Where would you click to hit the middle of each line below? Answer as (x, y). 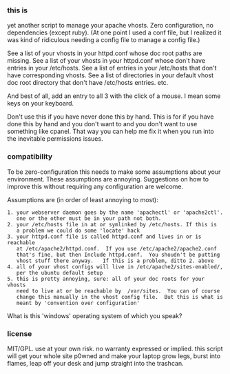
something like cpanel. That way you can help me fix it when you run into (111, 131)
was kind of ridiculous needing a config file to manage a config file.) (104, 40)
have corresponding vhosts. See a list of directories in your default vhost (111, 75)
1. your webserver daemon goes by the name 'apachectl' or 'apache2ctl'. (115, 213)
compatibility (30, 157)
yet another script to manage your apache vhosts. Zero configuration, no (110, 26)
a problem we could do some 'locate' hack (78, 230)
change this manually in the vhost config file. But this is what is (120, 297)
